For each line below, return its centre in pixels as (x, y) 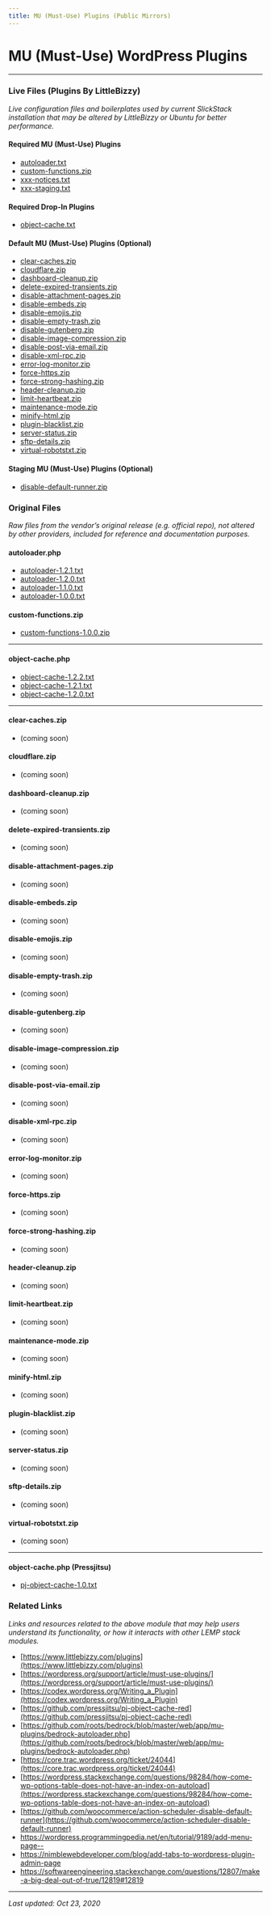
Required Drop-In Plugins (52, 206)
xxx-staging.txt (45, 188)
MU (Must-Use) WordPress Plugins (128, 55)
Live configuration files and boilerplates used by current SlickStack (120, 108)
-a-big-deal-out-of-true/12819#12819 (81, 1880)
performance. (31, 125)
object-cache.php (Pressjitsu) (60, 1567)
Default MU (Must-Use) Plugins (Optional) (80, 243)
